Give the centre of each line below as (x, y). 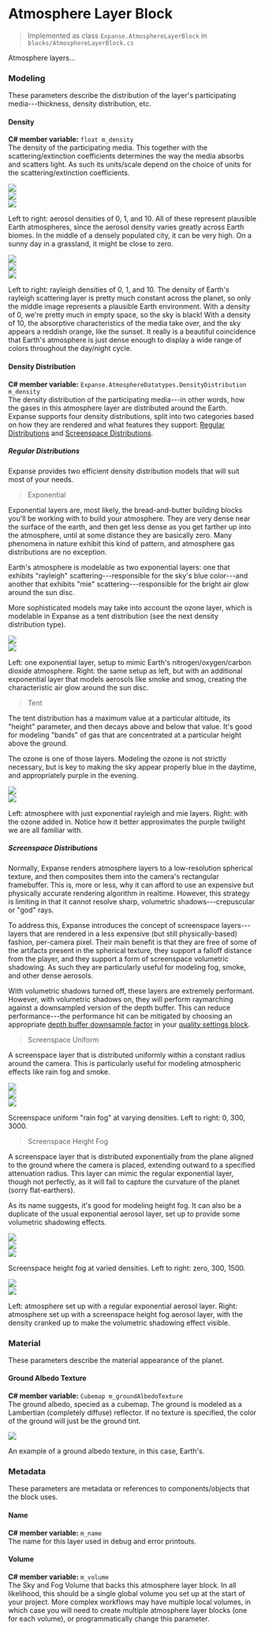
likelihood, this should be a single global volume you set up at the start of (127, 1593)
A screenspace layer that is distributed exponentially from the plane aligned (131, 1156)
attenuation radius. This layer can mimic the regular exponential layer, (121, 1173)
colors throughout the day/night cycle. (70, 349)
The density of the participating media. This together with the (108, 148)
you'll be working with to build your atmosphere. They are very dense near (129, 518)
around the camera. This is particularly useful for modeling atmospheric (125, 1063)
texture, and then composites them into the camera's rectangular (114, 876)
